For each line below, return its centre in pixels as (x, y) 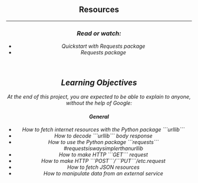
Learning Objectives (99, 82)
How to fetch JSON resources (103, 167)
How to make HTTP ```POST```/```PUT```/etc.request (103, 161)
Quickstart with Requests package (103, 46)
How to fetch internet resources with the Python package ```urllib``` (103, 130)
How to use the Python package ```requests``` (103, 142)
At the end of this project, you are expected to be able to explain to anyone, (99, 96)
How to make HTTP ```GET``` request (103, 155)
